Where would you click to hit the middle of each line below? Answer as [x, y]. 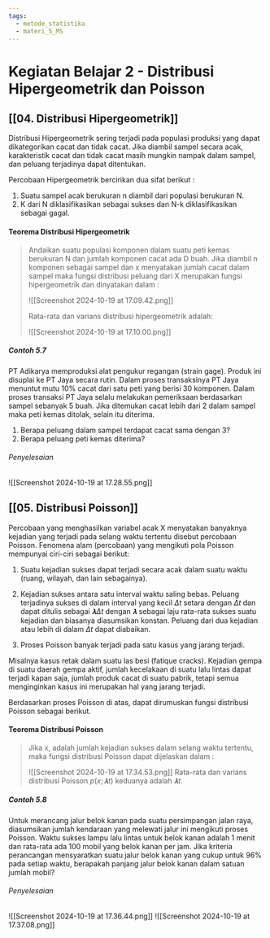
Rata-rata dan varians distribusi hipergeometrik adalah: [120, 316]
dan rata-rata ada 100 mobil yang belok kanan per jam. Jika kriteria [121, 846]
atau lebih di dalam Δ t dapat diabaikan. [85, 629]
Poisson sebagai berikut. [50, 711]
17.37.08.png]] [32, 924]
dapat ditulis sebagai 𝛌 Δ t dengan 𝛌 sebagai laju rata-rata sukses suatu [138, 611]
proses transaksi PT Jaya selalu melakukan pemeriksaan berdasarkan [125, 397]
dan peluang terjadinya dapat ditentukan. [77, 164]
